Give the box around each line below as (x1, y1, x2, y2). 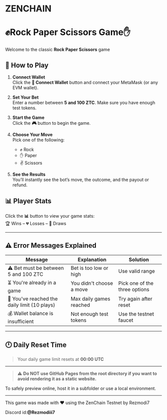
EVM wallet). (12, 84, 39, 90)
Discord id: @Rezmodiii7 (5, 410, 55, 416)
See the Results (12, 171, 46, 177)
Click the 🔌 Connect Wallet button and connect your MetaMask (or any (12, 79, 158, 85)
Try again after (118, 295, 153, 302)
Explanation (78, 256, 107, 263)
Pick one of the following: (12, 137, 65, 143)
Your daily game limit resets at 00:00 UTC (17, 356, 104, 362)
